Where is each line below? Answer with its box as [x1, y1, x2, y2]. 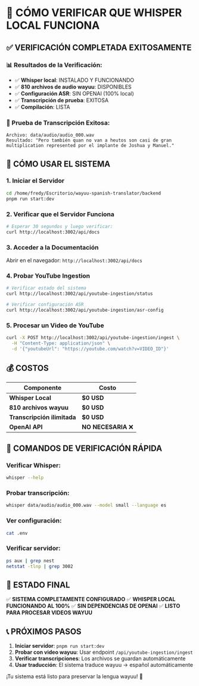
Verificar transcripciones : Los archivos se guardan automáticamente [14, 655, 186, 662]
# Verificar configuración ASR [6, 302, 84, 307]
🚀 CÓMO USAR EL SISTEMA [6, 159, 111, 169]
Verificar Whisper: [6, 461, 61, 469]
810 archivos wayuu [9, 404, 69, 412]
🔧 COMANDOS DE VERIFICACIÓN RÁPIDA [6, 443, 163, 453]
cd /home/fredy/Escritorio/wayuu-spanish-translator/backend [6, 190, 161, 196]
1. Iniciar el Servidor [6, 177, 64, 185]
